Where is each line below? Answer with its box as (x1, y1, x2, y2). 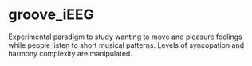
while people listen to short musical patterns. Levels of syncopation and (8, 40, 245, 49)
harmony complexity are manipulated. (8, 49, 133, 58)
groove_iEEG (8, 6, 94, 24)
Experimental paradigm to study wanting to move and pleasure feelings (8, 32, 242, 41)
